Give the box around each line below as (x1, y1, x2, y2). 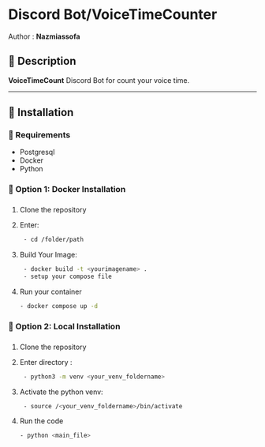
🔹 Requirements (8, 130, 71, 141)
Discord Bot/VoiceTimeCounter (8, 6, 218, 24)
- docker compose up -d (19, 302, 99, 310)
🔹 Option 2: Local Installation (8, 321, 121, 332)
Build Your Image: (19, 250, 77, 260)
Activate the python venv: (19, 387, 104, 396)
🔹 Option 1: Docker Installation (8, 184, 126, 195)
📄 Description (8, 54, 77, 68)
